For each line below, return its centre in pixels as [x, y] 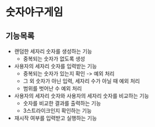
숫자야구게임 [34, 12]
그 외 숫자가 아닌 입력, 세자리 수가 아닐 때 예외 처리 [81, 81]
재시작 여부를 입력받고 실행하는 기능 [56, 118]
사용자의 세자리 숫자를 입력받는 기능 [56, 66]
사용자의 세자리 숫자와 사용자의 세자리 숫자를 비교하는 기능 [82, 96]
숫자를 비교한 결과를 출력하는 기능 [62, 103]
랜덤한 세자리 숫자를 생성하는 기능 [53, 51]
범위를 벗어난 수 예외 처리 [53, 88]
